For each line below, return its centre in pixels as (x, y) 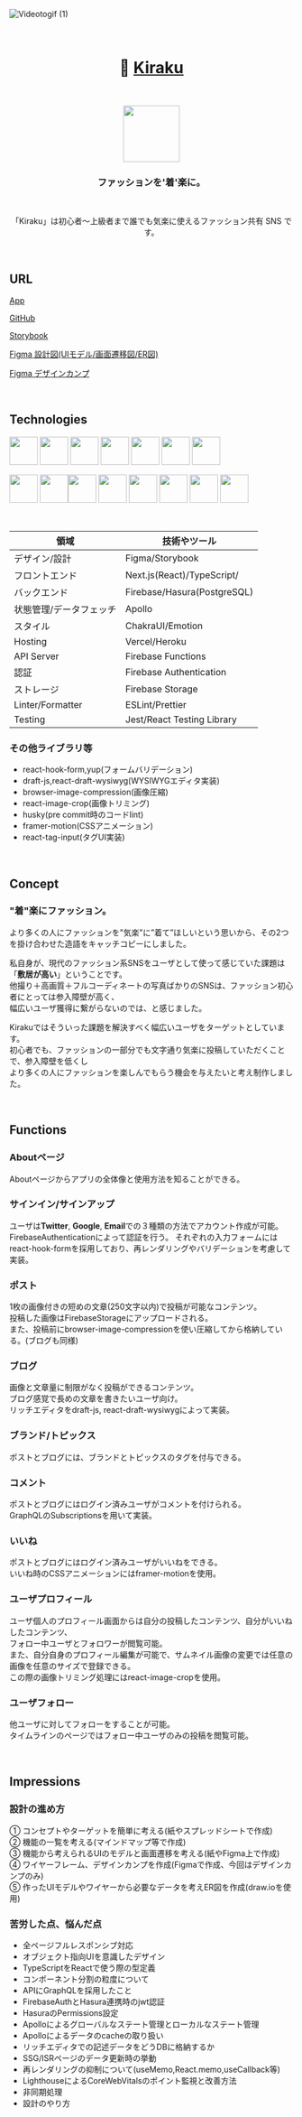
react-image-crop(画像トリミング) (86, 803)
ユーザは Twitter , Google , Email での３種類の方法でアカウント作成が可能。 (146, 1226)
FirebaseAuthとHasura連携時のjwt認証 (93, 2001)
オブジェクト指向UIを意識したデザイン (93, 1956)
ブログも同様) (54, 1341)
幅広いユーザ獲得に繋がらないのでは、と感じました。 (108, 1007)
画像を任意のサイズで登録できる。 (73, 1666)
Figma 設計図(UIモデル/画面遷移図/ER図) (84, 354)
